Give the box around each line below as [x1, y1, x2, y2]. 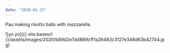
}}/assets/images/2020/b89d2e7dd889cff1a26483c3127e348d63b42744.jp [5, 36, 165, 42]
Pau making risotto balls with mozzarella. [5, 21, 91, 27]
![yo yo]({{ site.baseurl [5, 31, 53, 37]
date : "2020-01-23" [5, 7, 47, 13]
